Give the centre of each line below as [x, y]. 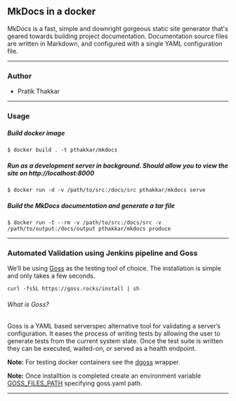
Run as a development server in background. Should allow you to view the [118, 166]
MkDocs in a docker [52, 12]
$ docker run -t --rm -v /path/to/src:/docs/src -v [84, 222]
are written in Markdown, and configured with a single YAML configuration [115, 43]
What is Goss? [28, 304]
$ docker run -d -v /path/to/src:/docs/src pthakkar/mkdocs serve [106, 190]
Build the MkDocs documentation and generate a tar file [91, 205]
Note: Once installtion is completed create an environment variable [104, 376]
